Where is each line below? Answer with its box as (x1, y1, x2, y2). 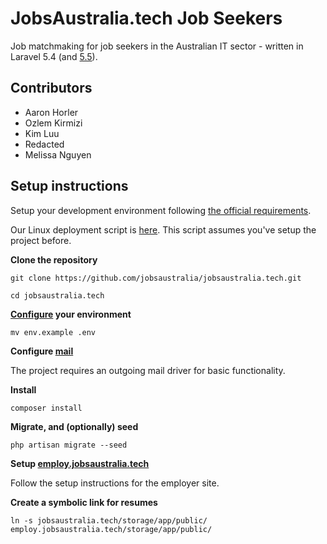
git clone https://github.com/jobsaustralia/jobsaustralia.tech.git (10, 273, 302, 283)
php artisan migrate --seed (10, 440, 128, 450)
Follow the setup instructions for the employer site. (10, 477, 220, 489)
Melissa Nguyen (24, 148, 92, 161)
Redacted (24, 138, 65, 150)
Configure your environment (10, 308, 132, 320)
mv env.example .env (10, 327, 97, 337)
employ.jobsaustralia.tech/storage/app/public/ (10, 524, 213, 534)
